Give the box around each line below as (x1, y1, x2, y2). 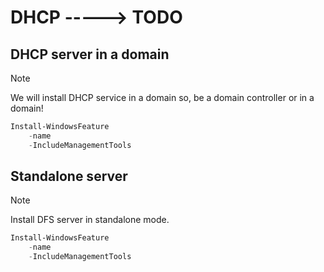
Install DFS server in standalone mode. (10, 214, 170, 226)
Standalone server (10, 168, 128, 185)
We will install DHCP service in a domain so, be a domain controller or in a (10, 92, 315, 103)
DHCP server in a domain (10, 46, 170, 63)
